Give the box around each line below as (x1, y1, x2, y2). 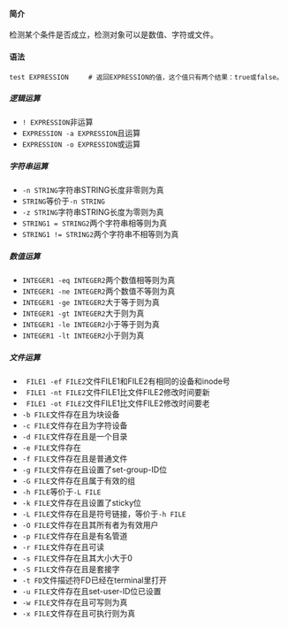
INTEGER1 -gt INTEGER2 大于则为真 (21, 308, 145, 318)
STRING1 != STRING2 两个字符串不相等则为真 (21, 229, 179, 240)
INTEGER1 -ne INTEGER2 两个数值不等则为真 (21, 286, 176, 296)
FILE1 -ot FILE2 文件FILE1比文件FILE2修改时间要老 (26, 398, 210, 409)
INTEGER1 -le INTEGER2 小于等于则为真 (21, 319, 161, 330)
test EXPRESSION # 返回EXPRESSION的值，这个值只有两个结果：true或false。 (9, 73, 284, 82)
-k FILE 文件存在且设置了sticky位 (21, 498, 141, 508)
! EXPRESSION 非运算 (21, 117, 94, 127)
